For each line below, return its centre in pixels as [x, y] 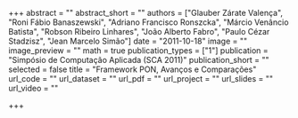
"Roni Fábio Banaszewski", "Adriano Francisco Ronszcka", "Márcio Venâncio [149, 22]
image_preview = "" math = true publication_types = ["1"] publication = [138, 51]
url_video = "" [33, 88]
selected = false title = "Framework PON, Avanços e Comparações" [132, 69]
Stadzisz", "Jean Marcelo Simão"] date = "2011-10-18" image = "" [128, 41]
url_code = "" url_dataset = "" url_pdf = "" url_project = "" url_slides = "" [141, 79]
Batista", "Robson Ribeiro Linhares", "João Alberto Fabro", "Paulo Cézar [139, 31]
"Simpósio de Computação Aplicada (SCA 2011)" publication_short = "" [139, 60]
